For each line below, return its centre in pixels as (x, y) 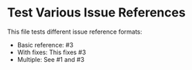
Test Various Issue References (96, 13)
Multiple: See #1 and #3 (51, 59)
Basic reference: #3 (45, 45)
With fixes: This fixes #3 (51, 52)
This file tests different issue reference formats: (75, 32)
